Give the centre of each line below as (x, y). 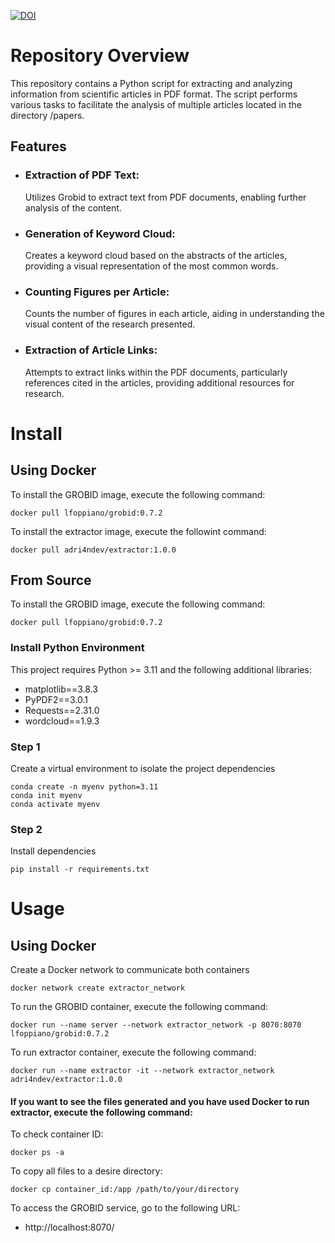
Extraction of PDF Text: (82, 175)
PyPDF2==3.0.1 (56, 699)
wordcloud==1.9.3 (62, 721)
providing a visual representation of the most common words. (151, 266)
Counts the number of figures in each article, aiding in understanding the (174, 314)
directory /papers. (47, 115)
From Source (51, 580)
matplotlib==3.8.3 (61, 689)
